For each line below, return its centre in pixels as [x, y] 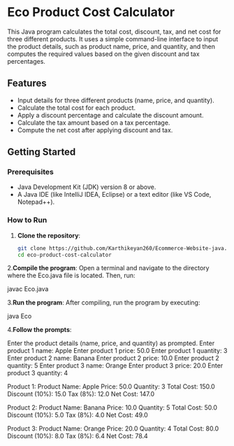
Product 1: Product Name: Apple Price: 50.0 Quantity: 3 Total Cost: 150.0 [111, 386]
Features [27, 84]
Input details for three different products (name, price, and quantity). [116, 100]
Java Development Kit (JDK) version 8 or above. [87, 187]
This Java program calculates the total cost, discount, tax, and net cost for [114, 32]
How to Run [27, 220]
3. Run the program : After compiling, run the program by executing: [104, 302]
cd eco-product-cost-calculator [64, 255]
